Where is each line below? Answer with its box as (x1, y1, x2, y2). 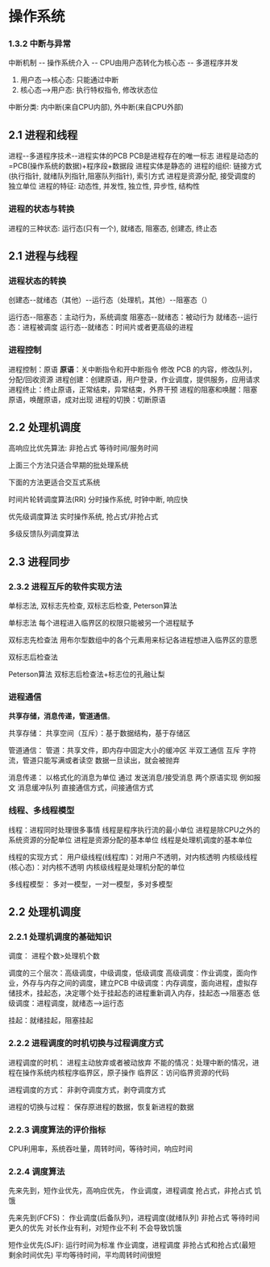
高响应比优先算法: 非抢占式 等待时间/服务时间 (8, 443, 159, 453)
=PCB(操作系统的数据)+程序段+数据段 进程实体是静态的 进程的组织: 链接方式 (8, 161, 262, 171)
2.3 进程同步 (8, 555, 71, 568)
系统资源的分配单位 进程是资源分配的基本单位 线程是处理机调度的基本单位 (8, 835, 252, 845)
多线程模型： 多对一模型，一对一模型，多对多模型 (8, 879, 173, 889)
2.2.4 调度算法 (8, 1165, 65, 1177)
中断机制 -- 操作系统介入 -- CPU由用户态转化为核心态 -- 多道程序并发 (8, 58, 239, 68)
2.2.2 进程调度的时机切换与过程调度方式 (8, 1037, 164, 1049)
